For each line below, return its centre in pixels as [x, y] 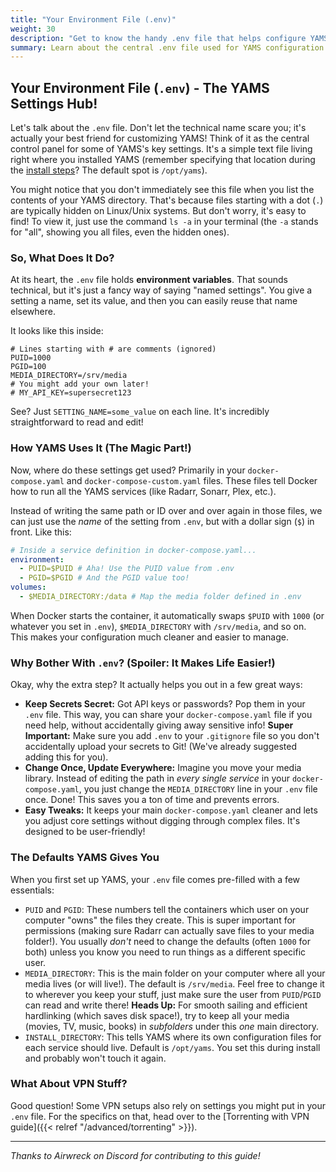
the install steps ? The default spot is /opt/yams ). [109, 170]
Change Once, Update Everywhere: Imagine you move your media [163, 768]
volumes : [28, 587]
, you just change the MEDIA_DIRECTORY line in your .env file [198, 789]
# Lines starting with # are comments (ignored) [113, 349]
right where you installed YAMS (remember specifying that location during [163, 160]
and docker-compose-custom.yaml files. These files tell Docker [192, 480]
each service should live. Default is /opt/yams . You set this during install [172, 1047]
